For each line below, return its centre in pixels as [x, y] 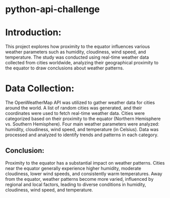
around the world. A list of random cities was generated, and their [74, 108]
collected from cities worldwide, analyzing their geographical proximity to [82, 63]
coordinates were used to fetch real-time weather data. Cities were [75, 113]
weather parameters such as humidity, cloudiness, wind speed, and [76, 52]
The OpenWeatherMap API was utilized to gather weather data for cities [80, 103]
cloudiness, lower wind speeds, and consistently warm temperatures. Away [84, 174]
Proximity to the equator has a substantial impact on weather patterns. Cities [85, 163]
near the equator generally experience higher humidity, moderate [73, 168]
